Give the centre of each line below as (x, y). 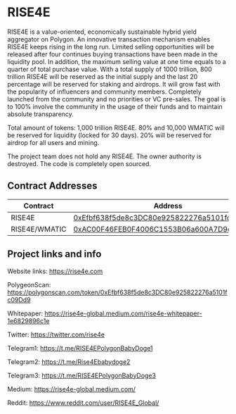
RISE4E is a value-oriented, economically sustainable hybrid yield (102, 32)
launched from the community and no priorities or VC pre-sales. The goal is (117, 99)
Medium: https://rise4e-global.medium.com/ (71, 389)
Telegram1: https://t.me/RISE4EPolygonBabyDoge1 (80, 348)
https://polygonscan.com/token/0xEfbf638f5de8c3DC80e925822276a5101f (117, 292)
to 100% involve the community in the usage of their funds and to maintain (115, 106)
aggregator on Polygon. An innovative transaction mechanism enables (109, 39)
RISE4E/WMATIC (39, 229)
